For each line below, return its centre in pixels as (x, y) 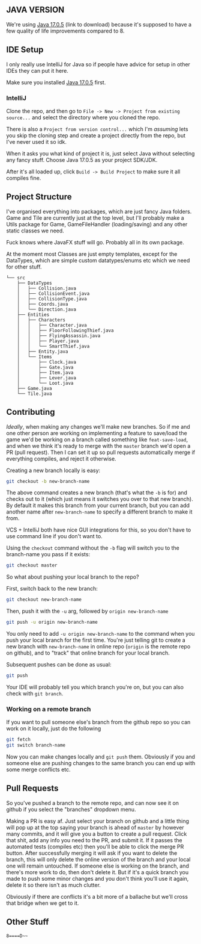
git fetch (19, 740)
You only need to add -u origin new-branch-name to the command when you (100, 634)
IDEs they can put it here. (37, 70)
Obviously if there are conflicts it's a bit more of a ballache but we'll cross (97, 896)
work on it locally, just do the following (54, 728)
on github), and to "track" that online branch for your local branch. (88, 653)
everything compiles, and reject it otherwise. (61, 458)
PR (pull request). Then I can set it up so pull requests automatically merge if (101, 452)
